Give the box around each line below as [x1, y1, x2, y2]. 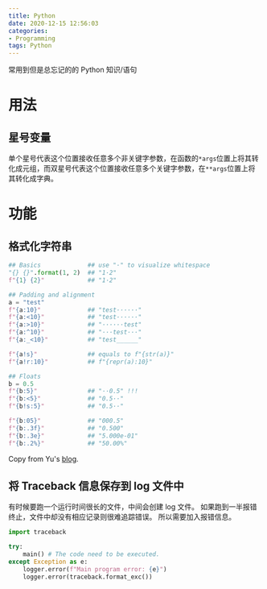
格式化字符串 [8, 239, 72, 253]
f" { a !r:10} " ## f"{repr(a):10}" [8, 358, 153, 366]
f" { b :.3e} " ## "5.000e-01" [8, 432, 138, 440]
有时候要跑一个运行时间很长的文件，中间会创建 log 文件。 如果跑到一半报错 [8, 502, 257, 512]
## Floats [8, 372, 42, 380]
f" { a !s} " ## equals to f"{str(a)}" [8, 350, 175, 359]
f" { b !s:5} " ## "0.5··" [8, 402, 125, 411]
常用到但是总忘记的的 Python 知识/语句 [8, 65, 138, 75]
